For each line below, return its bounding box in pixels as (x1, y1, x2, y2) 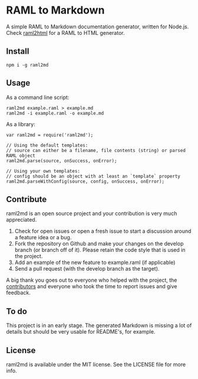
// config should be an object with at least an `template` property (6, 173, 181, 179)
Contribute (6, 194, 47, 204)
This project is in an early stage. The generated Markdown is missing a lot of (6, 322, 192, 329)
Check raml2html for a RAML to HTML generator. (6, 29, 125, 36)
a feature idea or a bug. (14, 234, 72, 241)
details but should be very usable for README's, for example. (6, 328, 156, 335)
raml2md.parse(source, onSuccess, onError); (6, 157, 117, 164)
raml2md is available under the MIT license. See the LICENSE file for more (6, 361, 186, 368)
